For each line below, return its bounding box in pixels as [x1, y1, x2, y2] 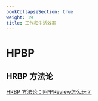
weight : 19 [6, 14, 33, 20]
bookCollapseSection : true [6, 8, 73, 15]
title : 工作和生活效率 [6, 20, 57, 26]
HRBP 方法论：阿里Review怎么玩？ [6, 88, 92, 96]
